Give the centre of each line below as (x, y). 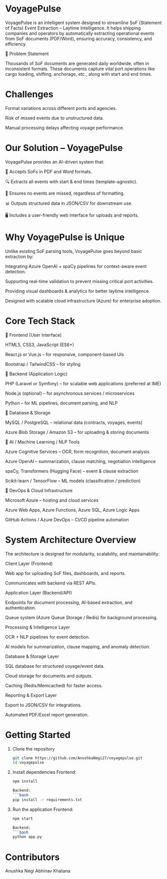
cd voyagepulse (28, 763)
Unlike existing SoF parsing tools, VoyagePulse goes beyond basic (74, 251)
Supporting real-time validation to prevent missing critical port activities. (79, 281)
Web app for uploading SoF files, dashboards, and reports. (65, 573)
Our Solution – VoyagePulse (64, 148)
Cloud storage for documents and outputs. (49, 676)
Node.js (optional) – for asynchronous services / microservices (70, 393)
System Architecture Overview (71, 540)
